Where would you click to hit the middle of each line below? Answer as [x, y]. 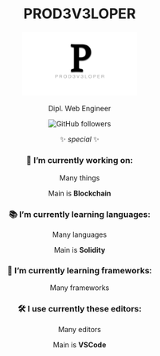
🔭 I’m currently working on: [80, 161]
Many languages [80, 234]
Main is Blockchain [80, 193]
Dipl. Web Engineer [80, 109]
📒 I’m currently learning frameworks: [80, 270]
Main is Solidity [80, 250]
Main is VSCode [80, 344]
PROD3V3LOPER [80, 14]
